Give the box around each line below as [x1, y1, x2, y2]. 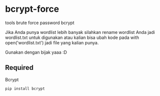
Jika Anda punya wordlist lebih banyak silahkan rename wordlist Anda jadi [5, 29, 155, 35]
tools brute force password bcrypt [5, 20, 75, 26]
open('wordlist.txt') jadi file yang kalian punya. [5, 39, 99, 45]
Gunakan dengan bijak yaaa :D [5, 49, 67, 55]
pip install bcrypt [5, 86, 45, 91]
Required [5, 64, 33, 72]
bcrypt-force [5, 3, 59, 15]
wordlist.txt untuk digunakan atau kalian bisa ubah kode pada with [5, 34, 139, 40]
